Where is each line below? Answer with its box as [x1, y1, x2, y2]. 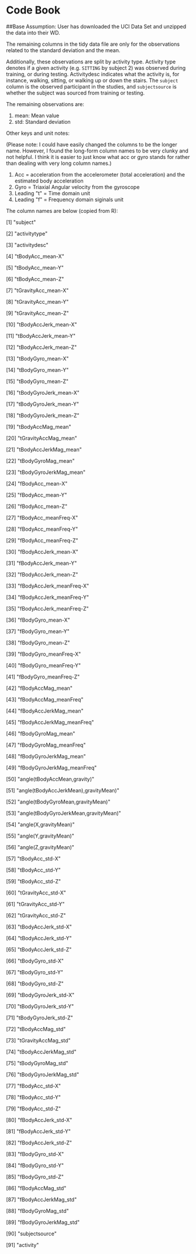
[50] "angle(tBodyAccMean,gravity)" [6, 775, 95, 782]
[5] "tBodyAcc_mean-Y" [6, 264, 64, 271]
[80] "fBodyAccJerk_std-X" [6, 1116, 73, 1123]
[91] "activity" [6, 1241, 39, 1248]
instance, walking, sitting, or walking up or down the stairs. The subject [6, 77, 178, 84]
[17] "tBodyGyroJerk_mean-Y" [6, 400, 79, 408]
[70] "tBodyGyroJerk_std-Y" [6, 1002, 74, 1009]
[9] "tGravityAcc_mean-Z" [6, 309, 69, 317]
